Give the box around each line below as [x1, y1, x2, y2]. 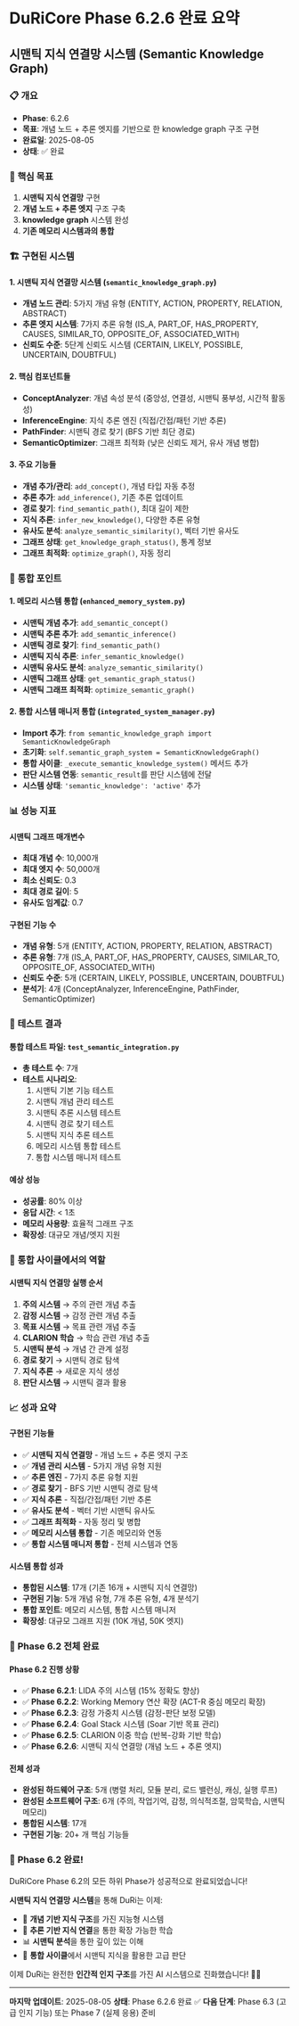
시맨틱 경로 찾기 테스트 [35, 1118, 115, 1129]
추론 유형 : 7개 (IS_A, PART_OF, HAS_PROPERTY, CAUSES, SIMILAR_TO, [21, 951, 280, 963]
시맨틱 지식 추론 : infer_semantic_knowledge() [21, 650, 185, 661]
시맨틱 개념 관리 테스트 [35, 1096, 115, 1107]
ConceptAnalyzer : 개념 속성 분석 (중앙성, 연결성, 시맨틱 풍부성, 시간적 [21, 392, 270, 403]
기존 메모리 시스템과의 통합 [21, 226, 115, 236]
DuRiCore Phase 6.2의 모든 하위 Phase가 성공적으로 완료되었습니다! [9, 1875, 248, 1886]
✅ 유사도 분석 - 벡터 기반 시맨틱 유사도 [21, 1504, 156, 1516]
